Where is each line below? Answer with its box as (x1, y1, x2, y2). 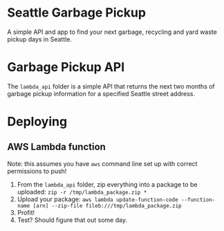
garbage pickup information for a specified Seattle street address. (7, 89, 196, 98)
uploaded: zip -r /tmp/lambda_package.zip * (17, 187, 147, 196)
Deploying (7, 114, 68, 129)
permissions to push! (7, 167, 67, 175)
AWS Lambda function (7, 141, 106, 153)
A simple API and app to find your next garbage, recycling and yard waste (7, 28, 218, 36)
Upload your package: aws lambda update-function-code (17, 195, 178, 203)
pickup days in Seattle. (7, 35, 73, 43)
